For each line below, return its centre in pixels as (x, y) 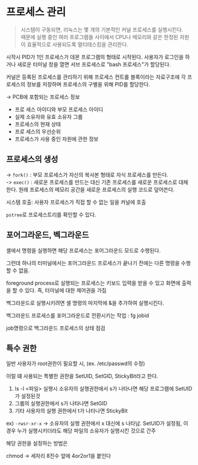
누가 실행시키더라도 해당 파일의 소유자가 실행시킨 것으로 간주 (87, 431)
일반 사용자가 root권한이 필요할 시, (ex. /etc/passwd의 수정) (76, 363)
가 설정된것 (27, 396)
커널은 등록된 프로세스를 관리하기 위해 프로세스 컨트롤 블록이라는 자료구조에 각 (96, 77)
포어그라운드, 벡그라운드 (48, 235)
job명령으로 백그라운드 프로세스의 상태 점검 (56, 328)
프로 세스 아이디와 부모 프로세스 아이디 (59, 109)
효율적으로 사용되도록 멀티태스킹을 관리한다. (78, 44)
